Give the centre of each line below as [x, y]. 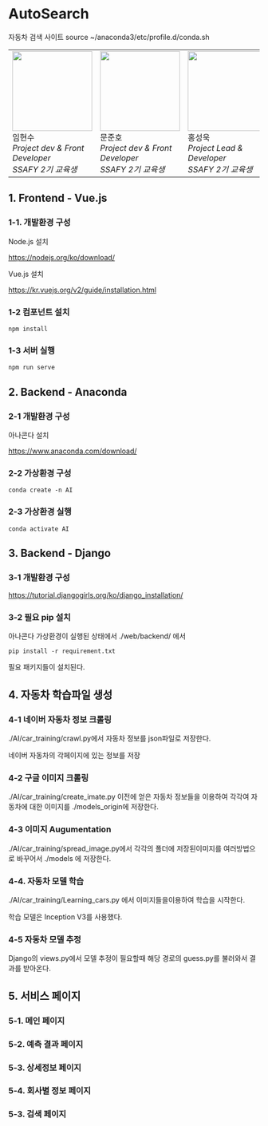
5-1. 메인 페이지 [37, 1021]
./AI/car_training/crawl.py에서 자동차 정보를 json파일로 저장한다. [110, 738]
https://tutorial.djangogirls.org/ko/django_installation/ [96, 595]
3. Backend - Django [60, 553]
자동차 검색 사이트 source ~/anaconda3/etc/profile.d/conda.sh [109, 37]
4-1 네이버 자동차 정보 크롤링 [60, 719]
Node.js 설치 [29, 241]
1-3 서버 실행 [32, 350]
